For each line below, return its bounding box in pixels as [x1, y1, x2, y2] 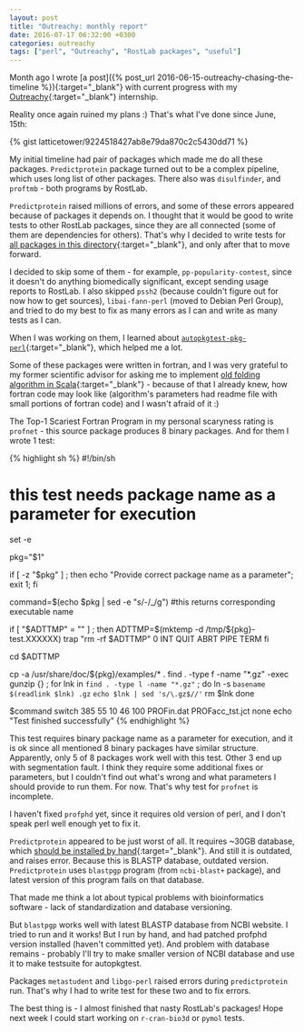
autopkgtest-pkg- [181, 334, 247, 344]
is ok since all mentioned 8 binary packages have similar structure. [9, 743, 259, 754]
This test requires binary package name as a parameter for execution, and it [9, 733, 293, 744]
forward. [9, 249, 42, 260]
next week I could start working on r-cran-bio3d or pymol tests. [9, 1013, 245, 1024]
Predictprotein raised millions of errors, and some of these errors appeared [9, 201, 295, 212]
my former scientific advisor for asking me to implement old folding [9, 369, 260, 380]
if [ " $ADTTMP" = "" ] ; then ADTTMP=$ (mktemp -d [9, 624, 204, 635]
